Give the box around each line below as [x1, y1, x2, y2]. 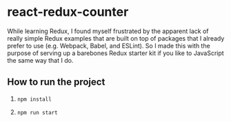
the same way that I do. [7, 56, 74, 64]
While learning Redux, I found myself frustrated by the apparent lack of [7, 27, 209, 35]
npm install [17, 96, 52, 103]
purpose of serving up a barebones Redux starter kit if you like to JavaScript [7, 49, 224, 57]
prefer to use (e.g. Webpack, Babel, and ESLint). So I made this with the [7, 41, 210, 50]
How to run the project [7, 77, 106, 88]
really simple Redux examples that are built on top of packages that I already [7, 34, 225, 42]
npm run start [17, 109, 58, 116]
